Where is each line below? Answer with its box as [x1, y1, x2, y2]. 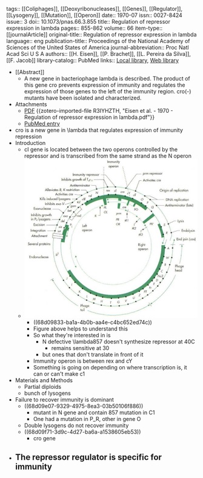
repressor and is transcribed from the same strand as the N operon [24, 152, 192, 160]
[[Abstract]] [15, 69, 45, 75]
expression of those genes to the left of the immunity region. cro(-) [24, 88, 191, 95]
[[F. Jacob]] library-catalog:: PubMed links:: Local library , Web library [6, 57, 179, 64]
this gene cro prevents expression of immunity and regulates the [24, 81, 185, 89]
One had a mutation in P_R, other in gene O [33, 415, 141, 422]
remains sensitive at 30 [51, 344, 110, 351]
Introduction [15, 140, 46, 146]
